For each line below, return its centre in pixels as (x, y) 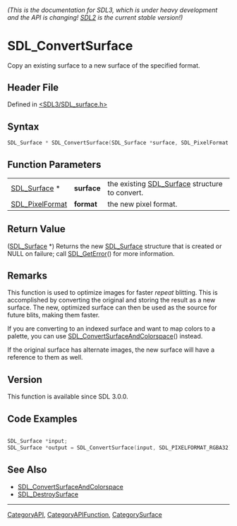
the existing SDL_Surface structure (165, 183)
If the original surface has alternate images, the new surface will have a (111, 350)
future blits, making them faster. (54, 315)
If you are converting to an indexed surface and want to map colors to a (111, 329)
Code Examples (42, 418)
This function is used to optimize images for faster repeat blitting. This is (113, 293)
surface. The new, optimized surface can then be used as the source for (112, 307)
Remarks (28, 276)
